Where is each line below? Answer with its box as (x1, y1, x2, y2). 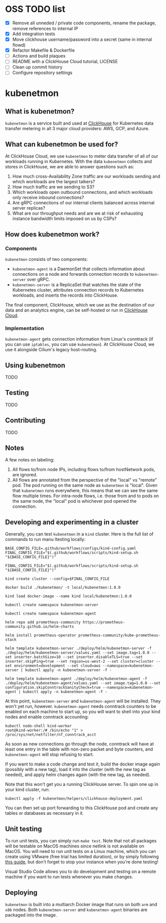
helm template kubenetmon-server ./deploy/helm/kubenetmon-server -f (5, 646, 152, 651)
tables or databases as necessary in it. (5, 810, 84, 816)
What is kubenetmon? (5, 107, 75, 116)
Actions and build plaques (12, 53, 66, 59)
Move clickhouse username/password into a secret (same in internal (12, 36, 152, 43)
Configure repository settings (12, 70, 73, 76)
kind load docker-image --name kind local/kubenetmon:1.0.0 (5, 594, 132, 599)
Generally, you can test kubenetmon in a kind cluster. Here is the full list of (5, 531, 154, 537)
